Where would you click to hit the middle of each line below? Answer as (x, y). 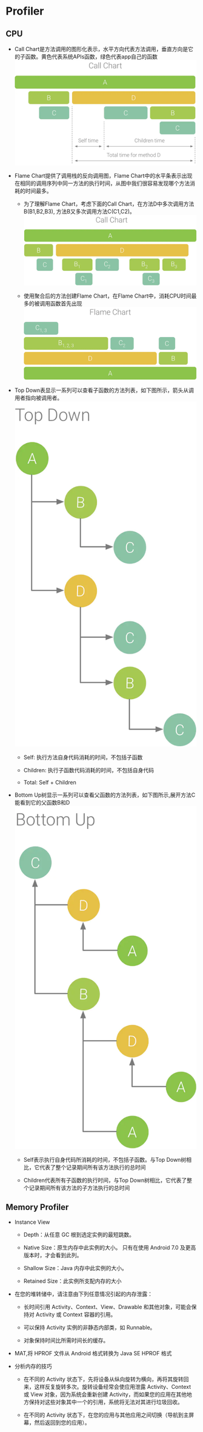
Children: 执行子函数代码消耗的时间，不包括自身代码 (88, 770)
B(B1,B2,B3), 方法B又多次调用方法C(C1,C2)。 (79, 211)
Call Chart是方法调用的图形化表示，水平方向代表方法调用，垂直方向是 (101, 49)
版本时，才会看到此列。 (53, 1255)
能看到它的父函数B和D (42, 802)
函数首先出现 (66, 304)
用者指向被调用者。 (38, 398)
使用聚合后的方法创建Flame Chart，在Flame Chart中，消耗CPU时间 (107, 296)
